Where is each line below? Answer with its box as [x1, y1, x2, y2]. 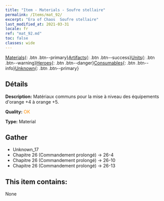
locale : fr [5, 26, 28, 31]
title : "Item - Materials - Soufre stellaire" [5, 7, 106, 13]
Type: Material [5, 118, 36, 124]
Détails [5, 80, 28, 89]
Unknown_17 [12, 147, 39, 153]
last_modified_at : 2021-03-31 [5, 21, 70, 27]
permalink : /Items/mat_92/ [5, 12, 62, 17]
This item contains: [5, 177, 68, 186]
